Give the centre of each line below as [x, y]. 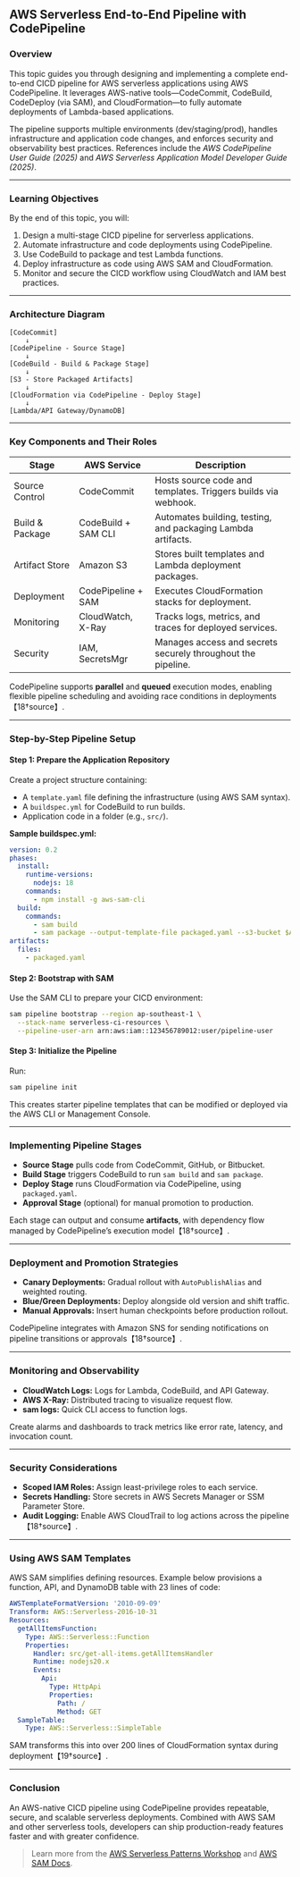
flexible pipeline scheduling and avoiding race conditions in [118, 695]
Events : [47, 1671]
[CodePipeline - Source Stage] [67, 349]
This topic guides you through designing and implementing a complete [139, 73]
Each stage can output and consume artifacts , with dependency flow [137, 1220]
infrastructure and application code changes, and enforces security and [142, 139]
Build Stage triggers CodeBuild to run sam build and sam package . [142, 1174]
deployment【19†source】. [59, 1756]
